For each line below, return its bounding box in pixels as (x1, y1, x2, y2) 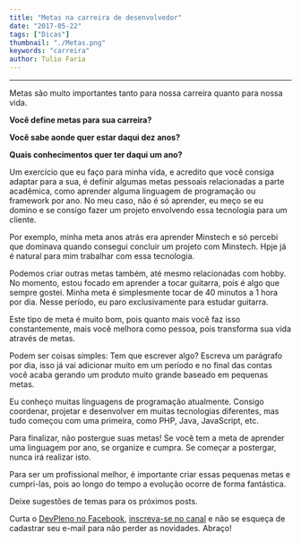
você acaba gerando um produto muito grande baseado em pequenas (9, 369, 269, 380)
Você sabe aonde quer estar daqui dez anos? (9, 132, 181, 142)
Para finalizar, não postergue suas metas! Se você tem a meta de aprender (9, 433, 285, 443)
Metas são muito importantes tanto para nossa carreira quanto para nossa (9, 88, 284, 99)
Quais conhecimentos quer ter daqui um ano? (9, 150, 183, 159)
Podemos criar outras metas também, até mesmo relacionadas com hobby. (9, 268, 287, 279)
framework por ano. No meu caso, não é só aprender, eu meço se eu (9, 195, 264, 206)
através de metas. (9, 333, 76, 343)
